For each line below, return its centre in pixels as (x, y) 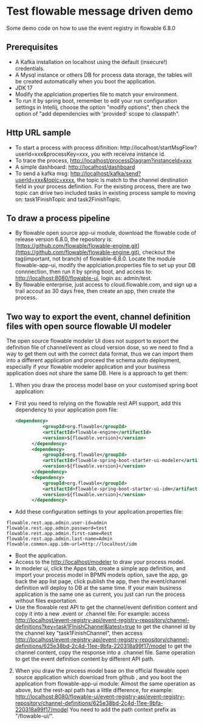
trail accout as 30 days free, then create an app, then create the (95, 291)
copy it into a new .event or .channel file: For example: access (92, 614)
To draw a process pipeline (58, 218)
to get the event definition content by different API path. (85, 659)
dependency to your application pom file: (66, 410)
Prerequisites (32, 47)
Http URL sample (39, 133)
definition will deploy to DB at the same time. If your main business (98, 588)
